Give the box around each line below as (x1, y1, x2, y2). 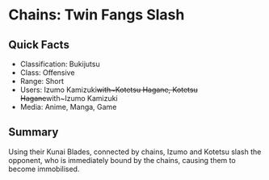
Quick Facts (8, 38, 70, 52)
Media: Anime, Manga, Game (19, 103, 117, 111)
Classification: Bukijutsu (19, 59, 100, 69)
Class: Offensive (19, 68, 75, 77)
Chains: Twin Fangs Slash (8, 6, 185, 24)
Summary (8, 125, 59, 139)
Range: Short (19, 77, 65, 86)
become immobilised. (8, 164, 80, 174)
